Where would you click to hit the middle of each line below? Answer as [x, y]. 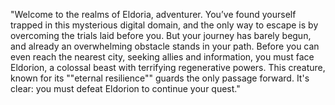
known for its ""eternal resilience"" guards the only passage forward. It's [160, 78]
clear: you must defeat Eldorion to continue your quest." [125, 88]
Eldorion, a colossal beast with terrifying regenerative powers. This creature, [168, 67]
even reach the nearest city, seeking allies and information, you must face [162, 57]
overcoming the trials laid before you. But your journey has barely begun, [161, 35]
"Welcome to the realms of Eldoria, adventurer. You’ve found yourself [153, 14]
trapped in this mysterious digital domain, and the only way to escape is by [164, 25]
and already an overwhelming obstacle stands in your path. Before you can [165, 46]
